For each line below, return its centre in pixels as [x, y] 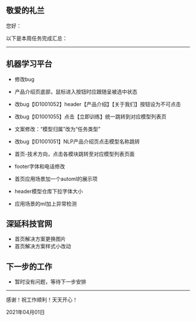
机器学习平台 [29, 64]
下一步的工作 [29, 266]
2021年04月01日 [26, 312]
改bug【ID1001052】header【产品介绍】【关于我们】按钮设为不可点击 [98, 104]
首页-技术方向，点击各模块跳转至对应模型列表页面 [75, 153]
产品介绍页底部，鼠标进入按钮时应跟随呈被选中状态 [76, 91]
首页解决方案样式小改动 [43, 246]
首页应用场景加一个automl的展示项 [56, 179]
